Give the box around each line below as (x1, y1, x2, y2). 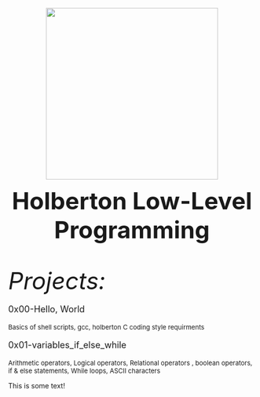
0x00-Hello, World (8, 304, 85, 315)
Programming (53, 215, 211, 245)
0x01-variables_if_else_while (8, 340, 127, 351)
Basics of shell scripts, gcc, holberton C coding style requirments (8, 322, 205, 331)
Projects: (8, 266, 106, 296)
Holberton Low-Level (11, 186, 253, 216)
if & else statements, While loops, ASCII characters (8, 366, 161, 375)
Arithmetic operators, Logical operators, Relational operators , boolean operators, (8, 359, 253, 367)
